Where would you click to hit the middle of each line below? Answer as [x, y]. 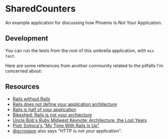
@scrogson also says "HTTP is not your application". [67, 130]
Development [27, 38]
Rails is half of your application [44, 109]
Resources [22, 87]
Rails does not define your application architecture [65, 104]
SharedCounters [40, 9]
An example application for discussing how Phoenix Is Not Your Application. [84, 23]
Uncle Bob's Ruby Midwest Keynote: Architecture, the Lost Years [79, 120]
